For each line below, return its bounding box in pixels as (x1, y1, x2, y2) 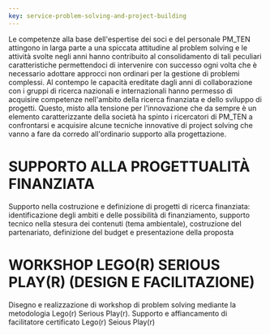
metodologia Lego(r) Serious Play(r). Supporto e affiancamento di (8, 308, 228, 318)
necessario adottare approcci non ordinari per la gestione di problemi (8, 68, 241, 78)
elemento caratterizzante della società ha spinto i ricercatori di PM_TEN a (8, 111, 253, 122)
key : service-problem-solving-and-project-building (8, 11, 186, 20)
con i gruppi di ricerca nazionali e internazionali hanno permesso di (8, 86, 233, 96)
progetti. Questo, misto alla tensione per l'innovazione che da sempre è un (8, 103, 257, 113)
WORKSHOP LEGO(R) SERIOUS (8, 256, 221, 274)
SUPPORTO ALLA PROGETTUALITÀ (8, 157, 251, 175)
